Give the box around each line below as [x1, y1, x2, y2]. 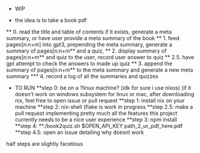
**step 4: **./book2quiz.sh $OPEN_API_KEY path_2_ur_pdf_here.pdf [14, 123, 183, 129]
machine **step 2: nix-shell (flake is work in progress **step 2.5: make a [14, 103, 193, 110]
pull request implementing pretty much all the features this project [14, 110, 178, 117]
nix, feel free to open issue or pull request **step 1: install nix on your [14, 97, 185, 104]
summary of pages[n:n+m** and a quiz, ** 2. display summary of [6, 47, 167, 54]
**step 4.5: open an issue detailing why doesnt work [14, 128, 144, 136]
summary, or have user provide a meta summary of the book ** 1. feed [6, 35, 180, 41]
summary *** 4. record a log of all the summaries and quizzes [6, 73, 159, 79]
